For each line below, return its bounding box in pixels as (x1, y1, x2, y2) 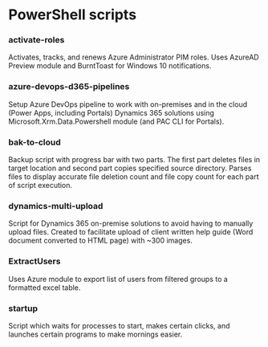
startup (8, 303, 39, 314)
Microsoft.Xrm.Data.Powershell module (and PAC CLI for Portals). (8, 116, 225, 126)
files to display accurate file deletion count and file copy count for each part (8, 172, 259, 182)
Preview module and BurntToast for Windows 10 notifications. (8, 61, 212, 71)
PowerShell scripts (8, 6, 137, 24)
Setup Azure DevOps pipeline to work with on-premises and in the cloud (8, 99, 248, 109)
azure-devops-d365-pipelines (8, 81, 130, 92)
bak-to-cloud (8, 137, 62, 148)
